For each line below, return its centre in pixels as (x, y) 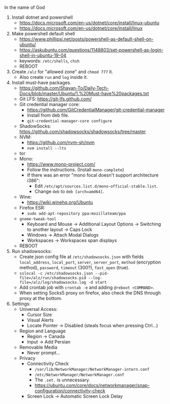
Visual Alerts (40, 320)
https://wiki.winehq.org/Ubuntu (60, 202)
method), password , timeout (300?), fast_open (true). (74, 268)
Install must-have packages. (41, 82)
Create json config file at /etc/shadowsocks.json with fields (81, 257)
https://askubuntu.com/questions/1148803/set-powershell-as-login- (91, 50)
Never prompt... (44, 353)
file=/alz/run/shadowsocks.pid (53, 278)
